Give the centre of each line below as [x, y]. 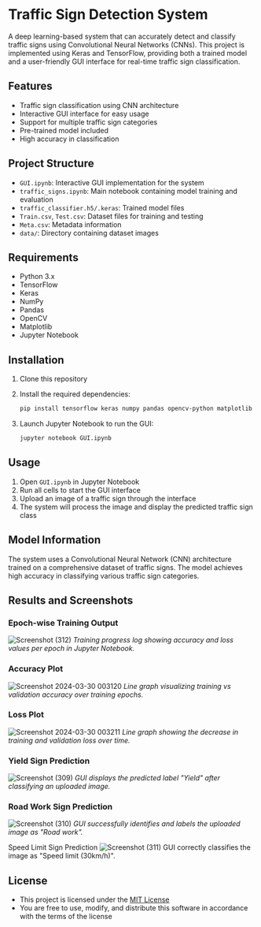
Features [30, 86]
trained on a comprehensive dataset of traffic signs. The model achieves [126, 567]
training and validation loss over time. [70, 740]
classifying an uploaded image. [59, 787]
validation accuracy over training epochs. [76, 694]
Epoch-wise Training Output [63, 623]
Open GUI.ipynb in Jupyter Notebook [79, 482]
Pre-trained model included [64, 130]
